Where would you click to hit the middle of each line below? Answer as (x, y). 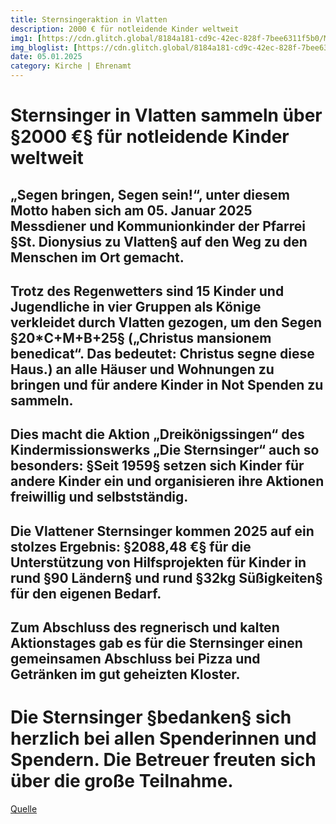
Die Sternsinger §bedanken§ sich (151, 717)
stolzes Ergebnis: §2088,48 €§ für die (131, 546)
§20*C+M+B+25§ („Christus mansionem (141, 337)
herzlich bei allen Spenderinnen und (163, 738)
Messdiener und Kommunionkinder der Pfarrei (158, 226)
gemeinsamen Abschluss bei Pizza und (135, 659)
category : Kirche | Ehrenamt (71, 66)
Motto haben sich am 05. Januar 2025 (131, 210)
